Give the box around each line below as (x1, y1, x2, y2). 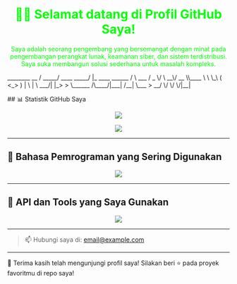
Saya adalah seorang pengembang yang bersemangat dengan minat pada (11, 44, 226, 53)
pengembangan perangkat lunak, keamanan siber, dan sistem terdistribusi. (10, 52, 227, 61)
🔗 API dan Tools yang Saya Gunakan (7, 197, 169, 209)
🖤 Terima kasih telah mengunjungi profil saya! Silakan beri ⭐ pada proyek (7, 259, 219, 267)
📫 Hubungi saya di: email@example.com (24, 235, 145, 244)
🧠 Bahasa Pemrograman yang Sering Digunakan (7, 151, 222, 163)
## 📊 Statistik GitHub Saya (7, 94, 87, 103)
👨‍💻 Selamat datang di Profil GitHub (15, 6, 222, 23)
